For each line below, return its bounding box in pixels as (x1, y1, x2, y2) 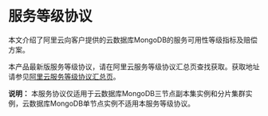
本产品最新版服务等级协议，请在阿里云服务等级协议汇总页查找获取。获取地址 (8, 61, 260, 72)
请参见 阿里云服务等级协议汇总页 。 (8, 72, 120, 81)
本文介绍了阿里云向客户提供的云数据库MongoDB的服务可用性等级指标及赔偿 (8, 35, 258, 44)
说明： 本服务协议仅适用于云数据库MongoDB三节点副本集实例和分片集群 (8, 88, 246, 98)
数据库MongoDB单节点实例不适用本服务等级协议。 (29, 99, 195, 108)
